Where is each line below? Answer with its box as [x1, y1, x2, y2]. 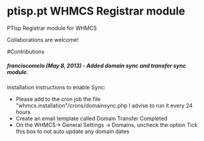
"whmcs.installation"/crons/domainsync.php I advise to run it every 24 [15, 101, 193, 109]
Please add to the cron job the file [15, 95, 101, 103]
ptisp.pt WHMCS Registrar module [7, 4, 185, 18]
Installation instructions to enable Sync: [7, 83, 106, 91]
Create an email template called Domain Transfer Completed [15, 114, 168, 122]
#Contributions [7, 47, 45, 55]
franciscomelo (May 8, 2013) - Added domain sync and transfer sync [7, 62, 186, 69]
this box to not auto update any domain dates [15, 128, 130, 135]
